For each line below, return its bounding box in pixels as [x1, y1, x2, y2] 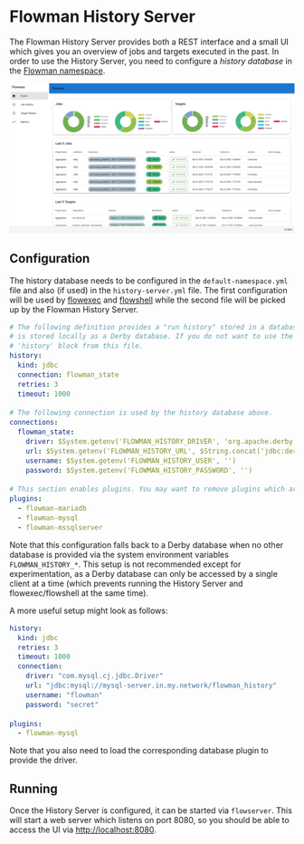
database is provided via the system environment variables [9, 549, 229, 560]
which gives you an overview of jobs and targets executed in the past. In [9, 45, 280, 56]
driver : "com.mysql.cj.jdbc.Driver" [25, 672, 165, 681]
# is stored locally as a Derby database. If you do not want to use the [9, 332, 294, 341]
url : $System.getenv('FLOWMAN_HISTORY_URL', [25, 446, 196, 456]
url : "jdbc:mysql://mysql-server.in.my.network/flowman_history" [25, 681, 278, 690]
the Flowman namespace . [9, 65, 106, 76]
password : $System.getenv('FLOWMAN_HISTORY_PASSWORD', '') [25, 465, 253, 475]
